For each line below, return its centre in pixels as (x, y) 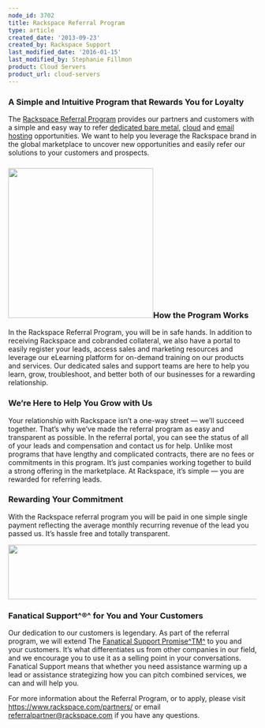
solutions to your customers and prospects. (79, 152)
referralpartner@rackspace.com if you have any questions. (104, 715)
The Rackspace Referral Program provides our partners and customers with (131, 118)
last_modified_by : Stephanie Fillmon (70, 60)
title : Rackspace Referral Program (67, 23)
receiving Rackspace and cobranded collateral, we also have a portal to (124, 341)
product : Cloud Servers (47, 67)
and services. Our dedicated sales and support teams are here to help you (129, 366)
